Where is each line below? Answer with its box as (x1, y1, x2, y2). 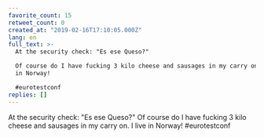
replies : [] (8, 91, 47, 99)
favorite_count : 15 (8, 11, 72, 20)
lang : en (8, 33, 37, 42)
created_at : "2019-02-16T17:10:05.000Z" (8, 26, 143, 34)
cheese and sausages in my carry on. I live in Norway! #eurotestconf (8, 121, 231, 130)
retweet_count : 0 (8, 19, 65, 27)
